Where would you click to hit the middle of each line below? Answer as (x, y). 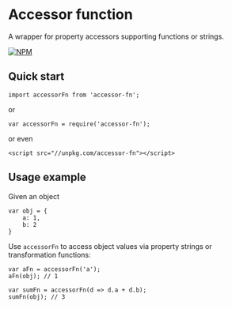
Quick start (36, 77)
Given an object (34, 196)
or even (21, 138)
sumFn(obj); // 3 (37, 297)
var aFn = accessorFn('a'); (55, 269)
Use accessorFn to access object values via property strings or (110, 246)
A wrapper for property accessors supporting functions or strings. (116, 36)
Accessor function (70, 15)
